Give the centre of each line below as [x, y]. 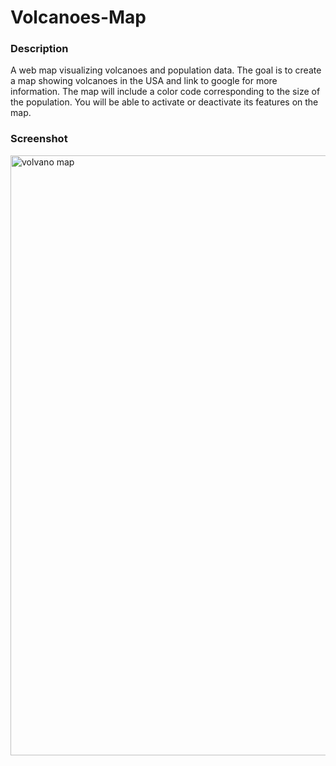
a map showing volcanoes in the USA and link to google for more [144, 81]
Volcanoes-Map [78, 17]
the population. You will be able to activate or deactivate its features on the [164, 102]
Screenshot [39, 139]
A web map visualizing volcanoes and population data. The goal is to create [166, 70]
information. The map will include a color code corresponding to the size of [165, 92]
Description [39, 49]
